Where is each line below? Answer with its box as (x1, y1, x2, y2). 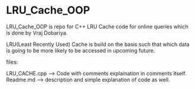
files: (6, 58, 18, 65)
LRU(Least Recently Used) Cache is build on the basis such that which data (6, 41, 190, 48)
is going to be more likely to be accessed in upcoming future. (6, 47, 155, 54)
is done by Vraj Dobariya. (6, 29, 68, 36)
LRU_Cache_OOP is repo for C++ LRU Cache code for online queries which (6, 23, 188, 30)
